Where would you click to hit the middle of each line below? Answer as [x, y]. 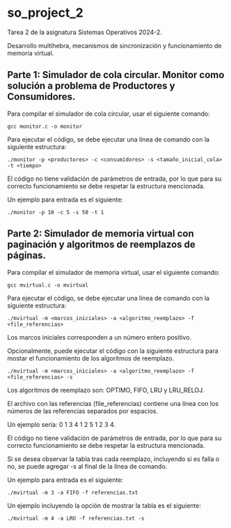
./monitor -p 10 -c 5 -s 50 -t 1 [56, 212]
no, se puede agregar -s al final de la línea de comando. [87, 466]
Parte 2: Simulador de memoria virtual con [101, 234]
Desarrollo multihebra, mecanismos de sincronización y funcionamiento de [114, 45]
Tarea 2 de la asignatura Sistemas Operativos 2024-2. [85, 32]
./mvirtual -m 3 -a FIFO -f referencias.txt [73, 492]
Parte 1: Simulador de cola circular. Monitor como [116, 75]
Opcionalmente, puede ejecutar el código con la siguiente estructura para [113, 351]
